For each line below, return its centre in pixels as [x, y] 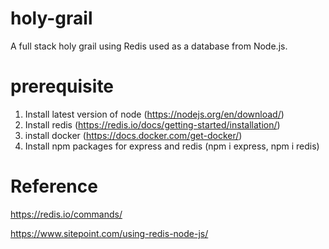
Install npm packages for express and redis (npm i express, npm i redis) [172, 146]
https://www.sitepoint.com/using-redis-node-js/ [109, 233]
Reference [54, 186]
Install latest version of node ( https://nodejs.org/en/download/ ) [154, 114]
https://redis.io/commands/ [66, 214]
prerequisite [62, 86]
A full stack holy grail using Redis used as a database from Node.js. [149, 46]
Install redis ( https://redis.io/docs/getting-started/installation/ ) [152, 124]
